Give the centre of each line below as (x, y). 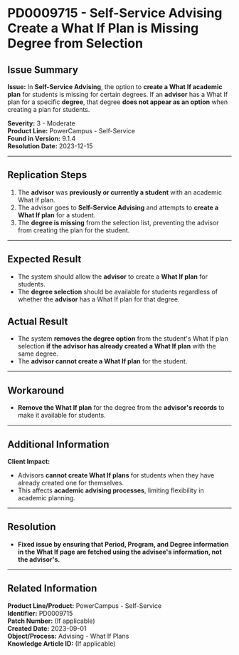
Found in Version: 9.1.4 (42, 138)
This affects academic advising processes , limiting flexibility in (111, 490)
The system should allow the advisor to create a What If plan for (113, 277)
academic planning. (47, 498)
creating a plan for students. (49, 109)
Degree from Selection (75, 43)
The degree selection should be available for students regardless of (118, 292)
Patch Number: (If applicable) (51, 621)
